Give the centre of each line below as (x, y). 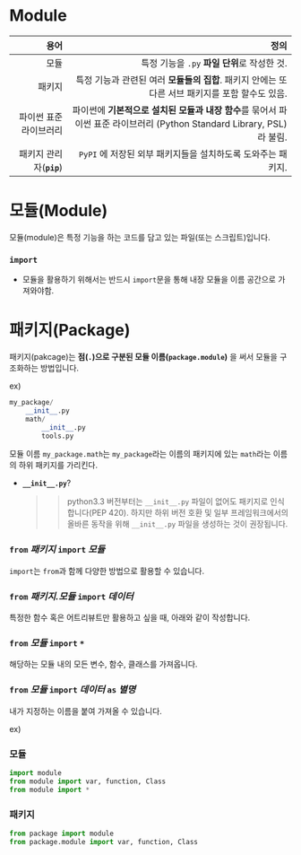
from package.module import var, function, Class (104, 842)
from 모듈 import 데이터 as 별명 (73, 690)
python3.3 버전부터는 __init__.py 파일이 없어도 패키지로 (168, 502)
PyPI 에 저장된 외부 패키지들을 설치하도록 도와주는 (178, 153)
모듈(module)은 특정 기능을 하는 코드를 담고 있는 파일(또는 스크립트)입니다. (140, 237)
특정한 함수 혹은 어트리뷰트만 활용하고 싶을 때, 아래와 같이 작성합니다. (130, 618)
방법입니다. (59, 368)
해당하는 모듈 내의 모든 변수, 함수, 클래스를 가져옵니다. (103, 664)
